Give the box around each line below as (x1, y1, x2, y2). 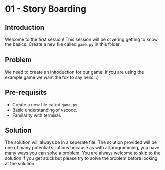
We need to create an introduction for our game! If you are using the (5, 69, 145, 75)
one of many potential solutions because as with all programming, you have (5, 145, 160, 151)
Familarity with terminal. (12, 112, 61, 118)
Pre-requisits (5, 88, 47, 97)
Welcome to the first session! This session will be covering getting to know (5, 36, 158, 42)
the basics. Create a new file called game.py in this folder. (5, 42, 121, 47)
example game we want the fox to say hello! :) (5, 74, 99, 80)
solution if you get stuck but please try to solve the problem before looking (5, 155, 158, 161)
